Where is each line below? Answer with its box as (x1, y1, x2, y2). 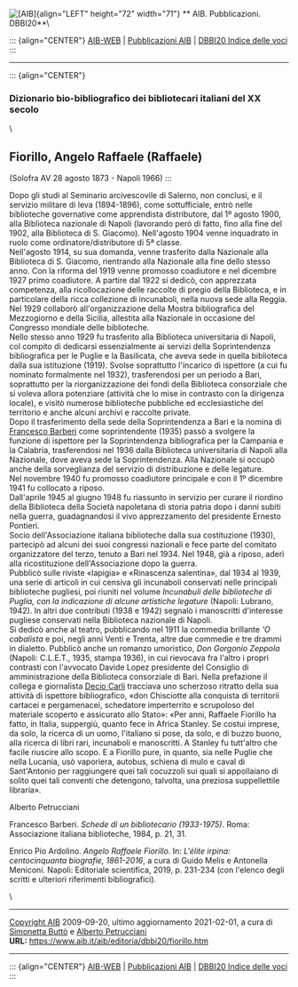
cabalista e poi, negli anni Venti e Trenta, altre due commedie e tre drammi (9, 633, 282, 644)
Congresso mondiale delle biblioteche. (9, 322, 150, 333)
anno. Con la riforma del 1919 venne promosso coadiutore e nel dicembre (9, 266, 277, 276)
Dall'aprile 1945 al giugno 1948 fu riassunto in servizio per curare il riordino (9, 492, 284, 503)
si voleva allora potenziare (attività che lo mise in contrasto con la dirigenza (9, 388, 285, 399)
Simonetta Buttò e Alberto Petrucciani (9, 927, 147, 937)
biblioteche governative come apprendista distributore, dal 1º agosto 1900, (9, 209, 281, 219)
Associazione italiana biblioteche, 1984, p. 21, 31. (9, 829, 188, 840)
